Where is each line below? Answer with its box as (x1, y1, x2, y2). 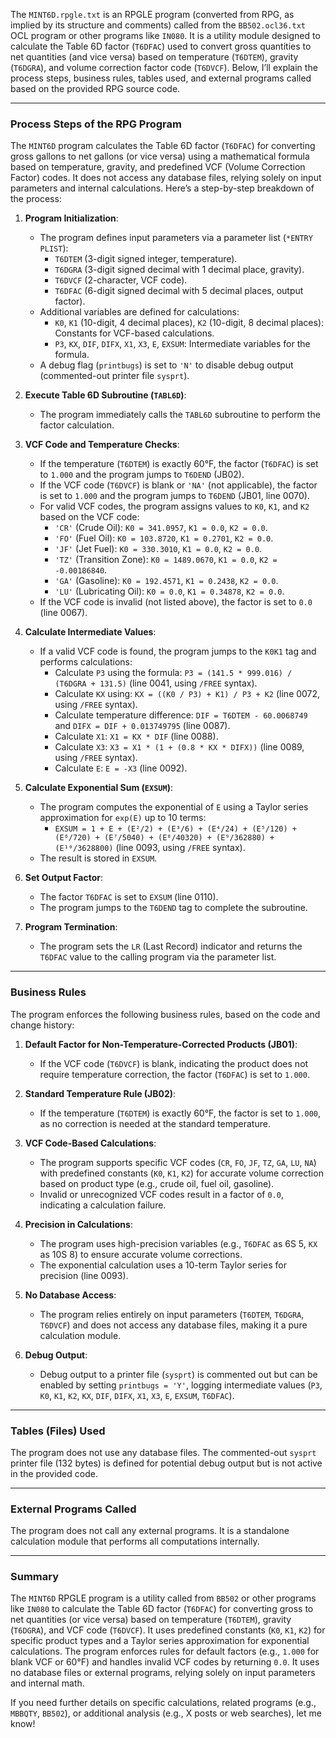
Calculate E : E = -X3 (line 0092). (54, 762, 188, 774)
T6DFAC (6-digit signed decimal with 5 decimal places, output (54, 285, 304, 297)
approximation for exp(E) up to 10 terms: (39, 812, 207, 824)
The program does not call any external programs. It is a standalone (10, 1525, 290, 1537)
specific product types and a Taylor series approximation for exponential (10, 1635, 310, 1647)
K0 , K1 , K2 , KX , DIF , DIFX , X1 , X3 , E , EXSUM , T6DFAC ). (39, 1389, 235, 1401)
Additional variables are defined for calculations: (39, 306, 240, 318)
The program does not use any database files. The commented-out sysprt (10, 1446, 317, 1458)
